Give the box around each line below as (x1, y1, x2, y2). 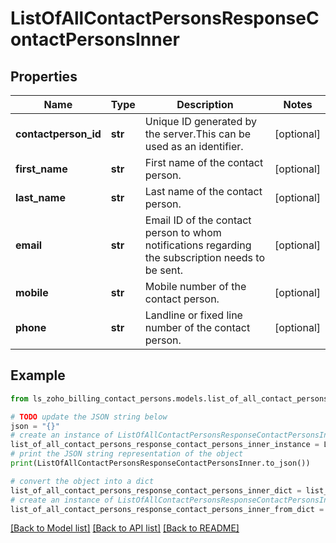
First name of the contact (144, 156, 264, 169)
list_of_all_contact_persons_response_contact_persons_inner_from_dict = (10, 504, 325, 514)
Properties (10, 68, 78, 85)
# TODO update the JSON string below (10, 412, 168, 422)
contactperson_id (15, 127, 102, 141)
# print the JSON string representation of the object (10, 449, 244, 459)
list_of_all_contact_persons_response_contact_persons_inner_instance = (10, 440, 320, 450)
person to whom (144, 226, 222, 239)
